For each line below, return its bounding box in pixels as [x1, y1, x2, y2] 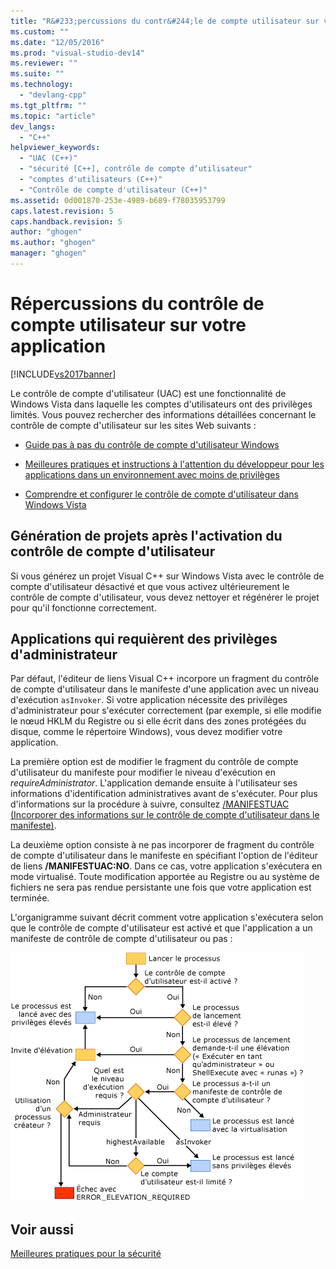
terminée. [10, 892, 50, 904]
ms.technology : [10, 80, 74, 90]
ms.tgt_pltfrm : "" [10, 100, 87, 110]
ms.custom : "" [10, 26, 70, 37]
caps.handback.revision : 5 [10, 216, 123, 227]
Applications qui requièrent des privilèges [10, 631, 278, 648]
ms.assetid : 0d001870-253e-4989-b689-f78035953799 [10, 195, 226, 205]
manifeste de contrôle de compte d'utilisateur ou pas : [10, 933, 233, 945]
